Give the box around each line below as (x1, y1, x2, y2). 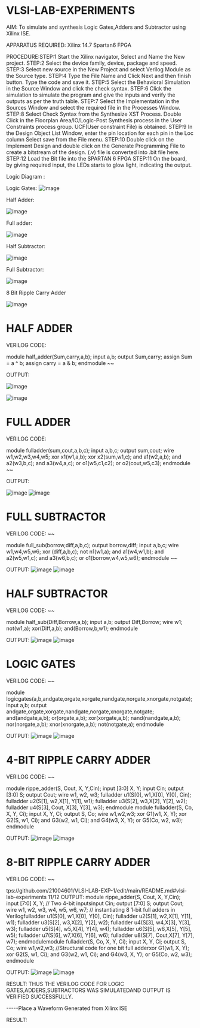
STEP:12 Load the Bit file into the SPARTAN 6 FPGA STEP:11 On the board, (6, 155, 187, 162)
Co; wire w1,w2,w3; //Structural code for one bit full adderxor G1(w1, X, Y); (6, 944, 189, 951)
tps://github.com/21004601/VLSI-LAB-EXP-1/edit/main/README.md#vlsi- (6, 887, 187, 894)
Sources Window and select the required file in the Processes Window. (6, 104, 181, 111)
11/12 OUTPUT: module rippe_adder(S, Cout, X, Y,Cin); (47, 893, 181, 900)
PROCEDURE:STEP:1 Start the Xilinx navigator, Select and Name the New (6, 53, 185, 60)
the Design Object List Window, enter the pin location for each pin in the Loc (6, 129, 194, 137)
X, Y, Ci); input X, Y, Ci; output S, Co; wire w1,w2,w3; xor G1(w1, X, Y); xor (6, 810, 187, 817)
